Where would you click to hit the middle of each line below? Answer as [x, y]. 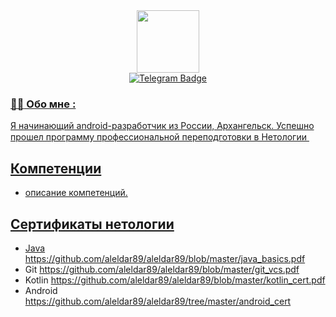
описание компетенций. [76, 193]
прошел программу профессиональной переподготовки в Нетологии [159, 137]
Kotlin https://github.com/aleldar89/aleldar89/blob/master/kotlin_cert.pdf [175, 280]
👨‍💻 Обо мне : [43, 104]
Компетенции [56, 168]
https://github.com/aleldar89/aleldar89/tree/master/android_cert [158, 301]
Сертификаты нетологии [92, 224]
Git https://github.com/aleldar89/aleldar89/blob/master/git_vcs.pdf [162, 269]
